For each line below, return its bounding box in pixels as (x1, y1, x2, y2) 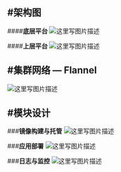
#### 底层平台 (7, 27, 48, 35)
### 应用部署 (7, 142, 44, 150)
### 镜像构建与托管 (7, 127, 63, 135)
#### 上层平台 (7, 42, 48, 50)
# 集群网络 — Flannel (7, 64, 97, 76)
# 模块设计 (7, 107, 51, 119)
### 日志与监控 (7, 157, 51, 166)
